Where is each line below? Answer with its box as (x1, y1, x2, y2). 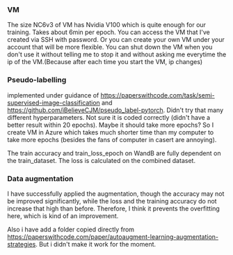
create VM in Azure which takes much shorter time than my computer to (7, 127, 214, 137)
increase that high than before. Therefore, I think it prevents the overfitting (7, 204, 220, 212)
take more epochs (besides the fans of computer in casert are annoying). (7, 135, 217, 144)
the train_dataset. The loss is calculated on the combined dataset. (7, 156, 196, 164)
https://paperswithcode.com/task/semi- (100, 91, 215, 99)
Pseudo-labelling (7, 75, 67, 85)
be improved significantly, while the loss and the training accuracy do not (7, 196, 217, 205)
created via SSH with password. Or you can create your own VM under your (7, 36, 225, 44)
